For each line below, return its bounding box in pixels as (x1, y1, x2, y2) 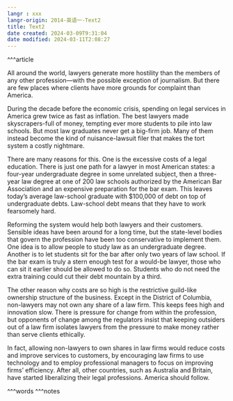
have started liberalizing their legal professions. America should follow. (7, 374, 210, 382)
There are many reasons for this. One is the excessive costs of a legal (7, 155, 207, 164)
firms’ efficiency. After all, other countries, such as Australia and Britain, (7, 366, 214, 374)
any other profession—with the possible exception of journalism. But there (7, 76, 220, 84)
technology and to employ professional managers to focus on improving (7, 358, 214, 367)
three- (198, 170, 217, 179)
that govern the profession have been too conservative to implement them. (7, 235, 222, 244)
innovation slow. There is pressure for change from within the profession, (7, 308, 217, 317)
